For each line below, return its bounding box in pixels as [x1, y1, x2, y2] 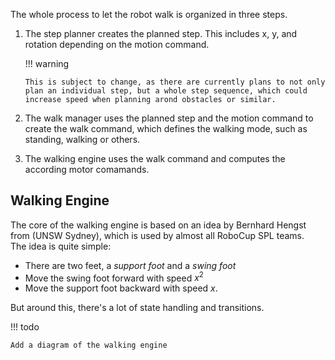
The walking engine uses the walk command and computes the [24, 153, 286, 164]
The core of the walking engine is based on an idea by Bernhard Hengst [10, 219, 307, 231]
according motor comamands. [24, 164, 150, 175]
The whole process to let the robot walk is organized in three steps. [10, 9, 288, 20]
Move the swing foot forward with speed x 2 [24, 270, 204, 284]
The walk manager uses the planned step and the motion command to [24, 112, 314, 124]
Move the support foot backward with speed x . [24, 282, 218, 294]
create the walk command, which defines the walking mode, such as [24, 123, 308, 134]
